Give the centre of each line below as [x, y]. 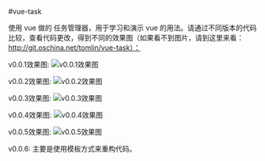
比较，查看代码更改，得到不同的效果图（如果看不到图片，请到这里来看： [126, 38]
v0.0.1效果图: [29, 64]
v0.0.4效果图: [30, 115]
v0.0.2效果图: [30, 81]
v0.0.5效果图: [30, 132]
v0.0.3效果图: [30, 98]
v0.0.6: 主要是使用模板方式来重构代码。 [72, 149]
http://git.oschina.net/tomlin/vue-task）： [74, 48]
